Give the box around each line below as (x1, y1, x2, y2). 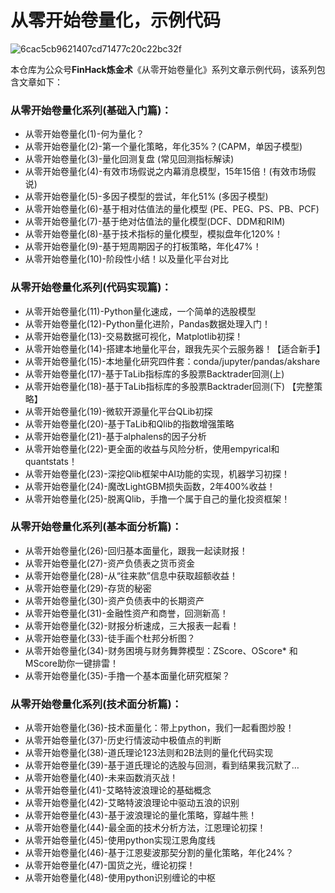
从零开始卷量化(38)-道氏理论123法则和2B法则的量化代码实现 (24, 747, 274, 759)
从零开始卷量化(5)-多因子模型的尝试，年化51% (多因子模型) (24, 191, 269, 203)
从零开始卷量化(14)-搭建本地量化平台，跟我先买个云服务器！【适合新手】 (24, 342, 326, 355)
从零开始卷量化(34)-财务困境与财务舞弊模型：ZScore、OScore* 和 (24, 644, 298, 656)
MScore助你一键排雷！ (24, 657, 120, 669)
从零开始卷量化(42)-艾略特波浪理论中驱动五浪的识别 (24, 797, 240, 809)
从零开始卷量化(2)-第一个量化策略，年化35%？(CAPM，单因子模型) (24, 141, 303, 153)
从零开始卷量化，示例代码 (10, 9, 222, 32)
